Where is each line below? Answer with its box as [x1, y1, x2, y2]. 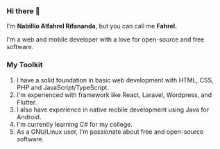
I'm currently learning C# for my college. [16, 120, 133, 128]
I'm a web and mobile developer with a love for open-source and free [6, 35, 205, 44]
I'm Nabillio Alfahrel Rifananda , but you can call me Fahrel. [6, 22, 178, 30]
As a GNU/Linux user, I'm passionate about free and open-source [16, 128, 204, 136]
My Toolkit [6, 60, 43, 70]
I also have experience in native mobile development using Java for [16, 105, 210, 114]
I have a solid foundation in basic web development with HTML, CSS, [16, 76, 214, 84]
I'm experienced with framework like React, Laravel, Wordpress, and [16, 90, 212, 99]
